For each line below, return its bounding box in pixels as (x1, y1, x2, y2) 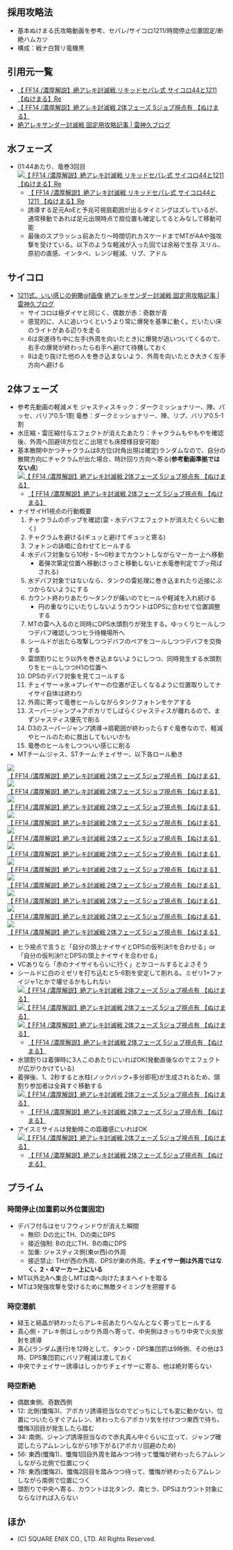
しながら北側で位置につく (17, 1459, 91, 1467)
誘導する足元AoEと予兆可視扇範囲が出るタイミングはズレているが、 (27, 206, 222, 214)
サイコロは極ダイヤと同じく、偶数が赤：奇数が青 (27, 308, 168, 317)
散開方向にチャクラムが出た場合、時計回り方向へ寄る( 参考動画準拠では (17, 455, 221, 463)
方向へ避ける (27, 360, 64, 369)
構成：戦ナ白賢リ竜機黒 (17, 44, 85, 52)
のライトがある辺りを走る (27, 326, 101, 335)
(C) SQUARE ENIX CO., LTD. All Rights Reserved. (17, 1535, 156, 1543)
